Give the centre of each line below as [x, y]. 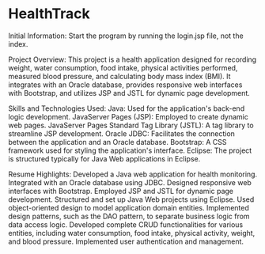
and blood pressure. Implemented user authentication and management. [126, 241]
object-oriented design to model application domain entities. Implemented [129, 207]
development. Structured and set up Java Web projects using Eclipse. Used [131, 199]
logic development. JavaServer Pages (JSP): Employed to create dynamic [129, 116]
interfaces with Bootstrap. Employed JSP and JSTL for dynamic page [121, 191]
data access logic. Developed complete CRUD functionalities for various [126, 224]
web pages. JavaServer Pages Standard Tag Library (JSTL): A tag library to [131, 125]
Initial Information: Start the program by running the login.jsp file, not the [126, 36]
